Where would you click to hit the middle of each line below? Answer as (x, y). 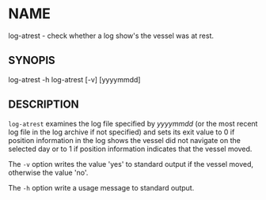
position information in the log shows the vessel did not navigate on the (125, 140)
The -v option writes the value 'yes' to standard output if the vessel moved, (131, 164)
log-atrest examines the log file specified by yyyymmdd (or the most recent (133, 123)
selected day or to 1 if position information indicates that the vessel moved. (130, 149)
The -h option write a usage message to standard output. (101, 187)
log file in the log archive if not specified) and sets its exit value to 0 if (122, 132)
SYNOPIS (32, 60)
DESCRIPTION (44, 105)
